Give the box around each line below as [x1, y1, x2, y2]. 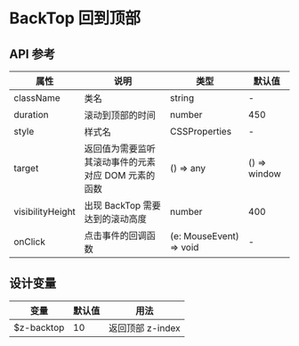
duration [13, 109, 49, 120]
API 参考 [9, 46, 56, 62]
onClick [13, 235, 46, 248]
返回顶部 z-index [108, 322, 181, 334]
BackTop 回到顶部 [9, 8, 141, 29]
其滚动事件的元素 [84, 156, 156, 168]
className [13, 92, 61, 103]
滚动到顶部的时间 [84, 109, 156, 121]
